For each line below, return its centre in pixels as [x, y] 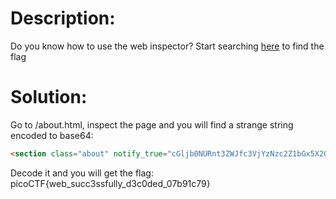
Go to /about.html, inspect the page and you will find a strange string [152, 124]
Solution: [49, 97]
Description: [63, 18]
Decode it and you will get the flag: [82, 173]
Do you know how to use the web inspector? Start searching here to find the [167, 46]
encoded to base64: [52, 135]
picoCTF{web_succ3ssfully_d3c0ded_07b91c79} [110, 183]
